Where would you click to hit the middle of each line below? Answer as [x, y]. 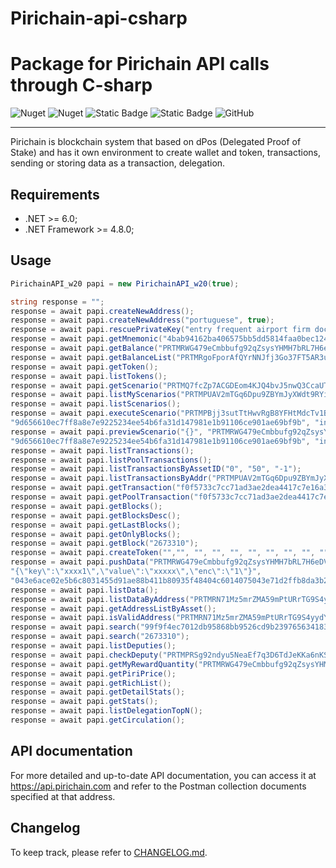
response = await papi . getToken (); [84, 367]
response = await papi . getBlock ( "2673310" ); [104, 543]
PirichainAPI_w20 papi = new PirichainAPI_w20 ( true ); [125, 283]
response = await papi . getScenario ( [86, 385]
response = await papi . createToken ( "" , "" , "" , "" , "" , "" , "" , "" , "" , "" [169, 553]
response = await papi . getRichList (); [91, 683]
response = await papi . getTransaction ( [93, 488]
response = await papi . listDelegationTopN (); [106, 711]
